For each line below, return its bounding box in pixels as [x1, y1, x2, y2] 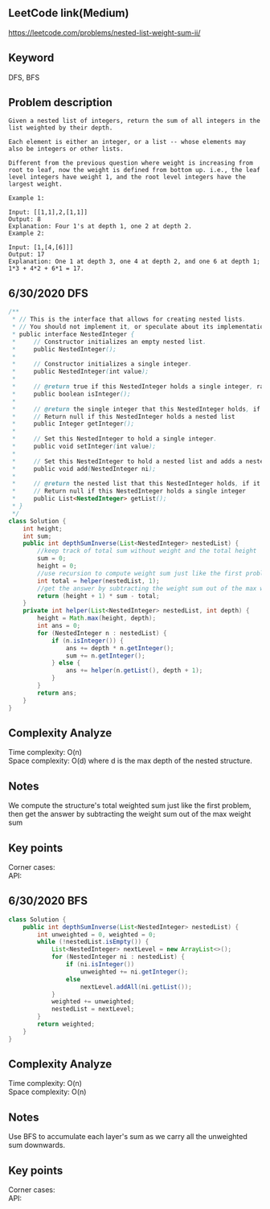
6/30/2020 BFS [8, 894, 88, 908]
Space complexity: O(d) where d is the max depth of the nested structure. [8, 756, 253, 766]
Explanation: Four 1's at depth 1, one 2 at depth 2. [8, 223, 193, 231]
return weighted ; [37, 1020, 95, 1028]
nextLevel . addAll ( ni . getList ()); [80, 982, 193, 991]
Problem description [8, 96, 112, 109]
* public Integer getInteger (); [11, 420, 135, 428]
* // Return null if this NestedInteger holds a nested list [11, 412, 235, 420]
